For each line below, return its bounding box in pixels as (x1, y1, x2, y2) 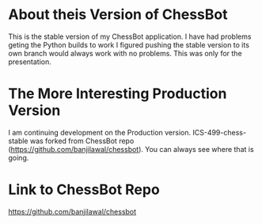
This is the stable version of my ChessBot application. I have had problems (8, 32, 252, 41)
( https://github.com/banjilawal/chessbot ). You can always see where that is (8, 144, 255, 154)
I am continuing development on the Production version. (8, 127, 192, 137)
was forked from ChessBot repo (29, 136, 135, 146)
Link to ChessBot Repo (8, 180, 160, 199)
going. (8, 153, 29, 162)
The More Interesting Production (8, 85, 227, 103)
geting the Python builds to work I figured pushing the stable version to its (8, 40, 249, 49)
